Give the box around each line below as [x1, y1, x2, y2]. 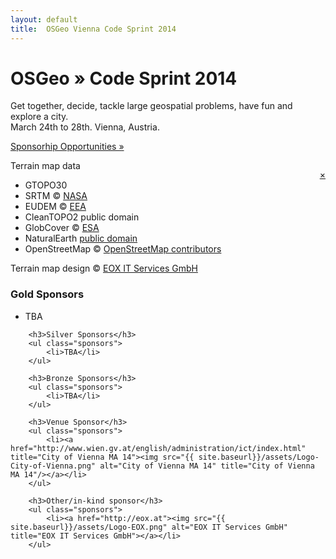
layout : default [10, 14, 78, 25]
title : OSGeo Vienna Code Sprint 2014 [10, 24, 177, 34]
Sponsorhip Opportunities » [10, 141, 125, 153]
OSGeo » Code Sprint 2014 [10, 67, 238, 90]
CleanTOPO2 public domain [24, 211, 140, 223]
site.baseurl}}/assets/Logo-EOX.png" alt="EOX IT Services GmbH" [10, 522, 288, 532]
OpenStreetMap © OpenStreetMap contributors [24, 243, 222, 255]
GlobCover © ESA [24, 222, 100, 234]
